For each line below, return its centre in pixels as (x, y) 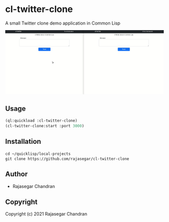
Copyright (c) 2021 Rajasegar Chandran (46, 214)
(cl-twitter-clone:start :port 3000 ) (45, 126)
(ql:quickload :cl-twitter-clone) (41, 121)
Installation (23, 142)
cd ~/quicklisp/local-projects (38, 154)
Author (16, 174)
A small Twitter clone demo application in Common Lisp (63, 23)
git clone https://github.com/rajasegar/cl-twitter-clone (67, 159)
